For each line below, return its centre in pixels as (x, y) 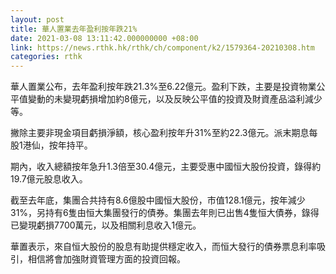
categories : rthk (46, 57)
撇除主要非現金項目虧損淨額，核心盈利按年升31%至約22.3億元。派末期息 (160, 133)
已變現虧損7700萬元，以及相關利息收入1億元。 (106, 225)
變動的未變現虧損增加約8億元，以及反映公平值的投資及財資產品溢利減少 (175, 99)
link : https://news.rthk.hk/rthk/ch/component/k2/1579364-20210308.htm (162, 47)
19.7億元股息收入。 (49, 179)
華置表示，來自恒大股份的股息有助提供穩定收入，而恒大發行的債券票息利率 (163, 247)
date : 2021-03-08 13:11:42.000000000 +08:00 (104, 38)
